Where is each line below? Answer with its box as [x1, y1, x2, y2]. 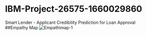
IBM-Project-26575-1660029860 [5, 3, 142, 15]
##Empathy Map [5, 24, 38, 30]
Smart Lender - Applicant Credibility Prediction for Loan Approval [5, 19, 136, 25]
